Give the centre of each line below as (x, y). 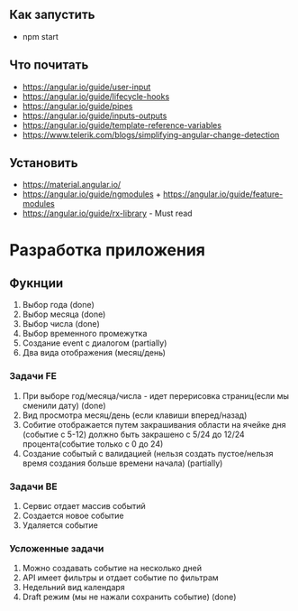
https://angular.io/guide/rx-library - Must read (107, 213)
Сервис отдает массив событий (84, 506)
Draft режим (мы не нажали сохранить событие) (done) (129, 597)
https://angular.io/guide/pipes (77, 106)
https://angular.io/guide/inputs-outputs (95, 116)
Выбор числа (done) (61, 324)
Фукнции (36, 283)
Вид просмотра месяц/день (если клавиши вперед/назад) (135, 415)
